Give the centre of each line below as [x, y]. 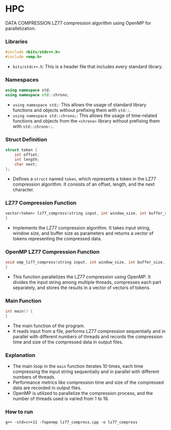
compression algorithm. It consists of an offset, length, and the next [84, 184]
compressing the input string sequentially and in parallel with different [86, 371]
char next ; [26, 164]
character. [23, 189]
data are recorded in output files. [47, 388]
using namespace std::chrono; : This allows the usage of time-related [85, 116]
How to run [19, 412]
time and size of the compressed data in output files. [68, 342]
